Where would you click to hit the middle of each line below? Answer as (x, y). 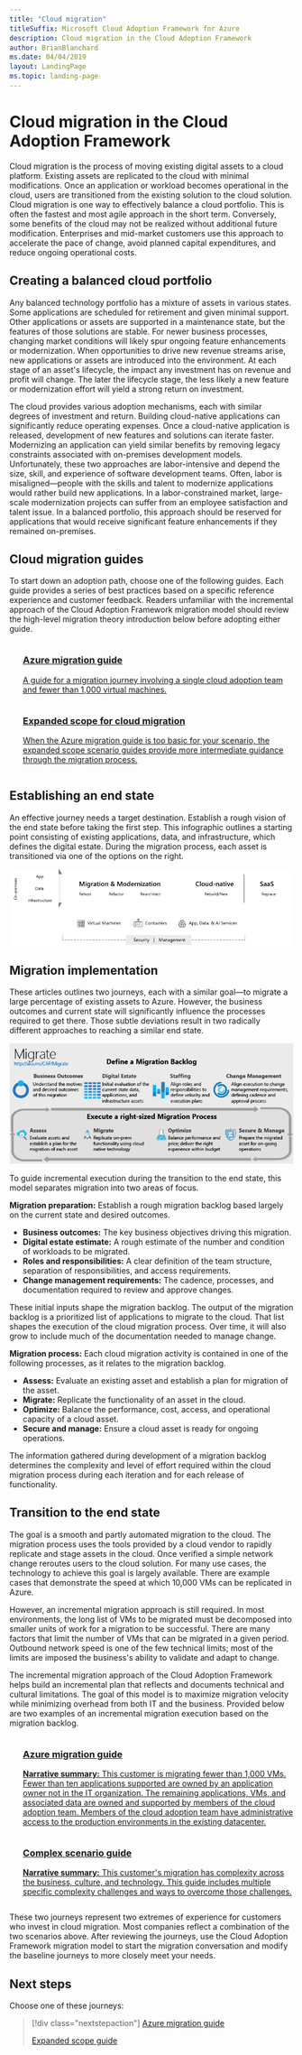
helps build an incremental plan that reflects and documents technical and (147, 1684)
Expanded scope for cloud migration (104, 720)
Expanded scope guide (74, 2041)
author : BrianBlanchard (54, 48)
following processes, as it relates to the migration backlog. (118, 1363)
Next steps (41, 1984)
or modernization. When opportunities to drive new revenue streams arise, (147, 350)
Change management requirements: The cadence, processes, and (148, 1280)
